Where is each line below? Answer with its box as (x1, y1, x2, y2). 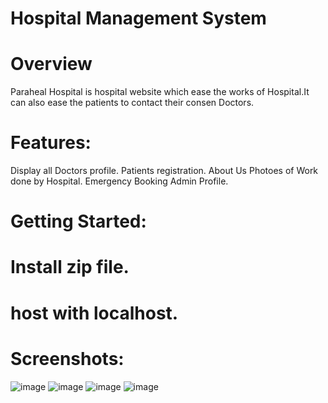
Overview (10, 53, 93, 76)
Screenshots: (10, 347, 125, 370)
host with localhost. (10, 302, 179, 324)
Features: (10, 132, 92, 154)
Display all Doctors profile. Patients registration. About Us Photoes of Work (10, 165, 319, 177)
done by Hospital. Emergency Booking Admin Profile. (10, 175, 229, 187)
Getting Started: (10, 210, 147, 233)
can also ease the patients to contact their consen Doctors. (10, 97, 255, 109)
